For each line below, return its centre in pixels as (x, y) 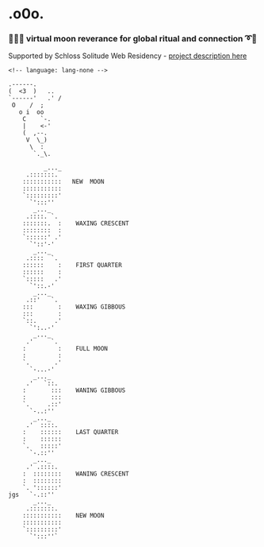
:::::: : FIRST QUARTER (73, 266)
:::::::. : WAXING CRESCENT (76, 223)
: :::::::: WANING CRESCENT (76, 474)
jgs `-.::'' (32, 495)
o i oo (31, 112)
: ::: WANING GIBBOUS (74, 390)
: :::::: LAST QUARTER (71, 433)
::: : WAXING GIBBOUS (74, 307)
